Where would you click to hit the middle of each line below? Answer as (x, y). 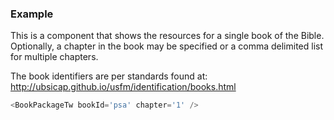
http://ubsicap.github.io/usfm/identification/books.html (123, 87)
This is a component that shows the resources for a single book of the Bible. (167, 36)
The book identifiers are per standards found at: (109, 76)
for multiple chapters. (54, 57)
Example (32, 14)
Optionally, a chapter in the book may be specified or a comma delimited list (167, 46)
